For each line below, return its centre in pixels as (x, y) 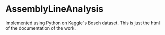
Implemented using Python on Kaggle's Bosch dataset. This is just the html (83, 23)
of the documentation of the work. (41, 28)
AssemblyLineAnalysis (54, 9)
